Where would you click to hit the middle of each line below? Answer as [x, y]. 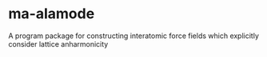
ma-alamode [52, 14]
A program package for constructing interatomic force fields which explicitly [134, 36]
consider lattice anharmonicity [58, 44]
